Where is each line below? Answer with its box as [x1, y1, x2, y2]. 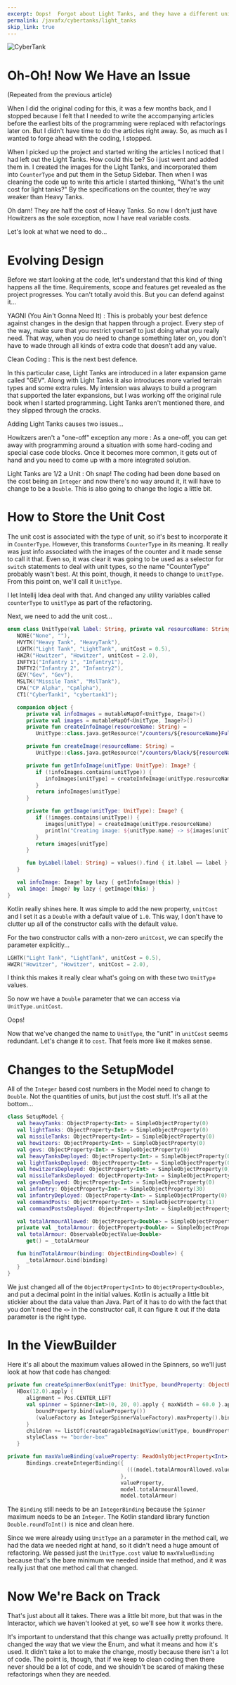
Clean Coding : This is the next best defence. [7, 355, 138, 363]
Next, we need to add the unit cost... [7, 612, 112, 620]
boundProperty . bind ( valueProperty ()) [35, 1408, 146, 1415]
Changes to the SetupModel [7, 1061, 174, 1077]
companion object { [16, 703, 74, 711]
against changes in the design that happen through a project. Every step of [7, 319, 224, 327]
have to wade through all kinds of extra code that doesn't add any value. [7, 342, 217, 350]
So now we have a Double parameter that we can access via [7, 994, 181, 1003]
